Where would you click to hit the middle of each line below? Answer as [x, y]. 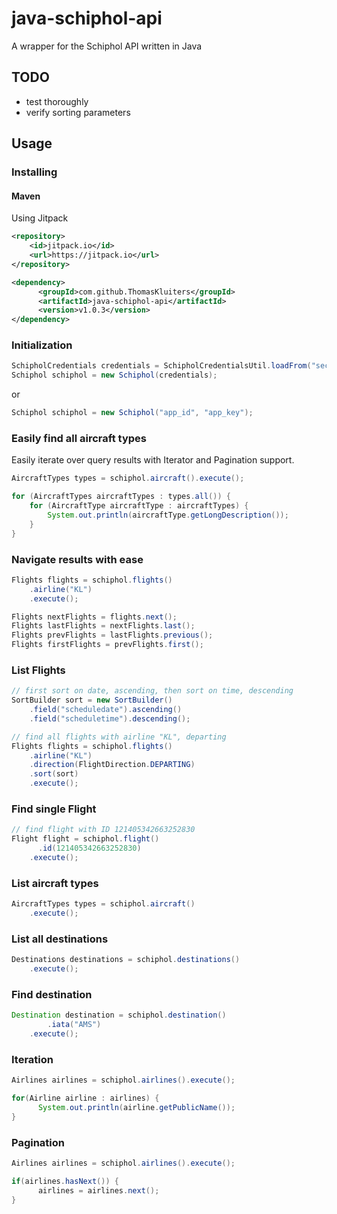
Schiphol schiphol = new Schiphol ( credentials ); [114, 375]
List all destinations [60, 939]
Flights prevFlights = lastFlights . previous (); [112, 635]
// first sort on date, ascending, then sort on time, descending [152, 691]
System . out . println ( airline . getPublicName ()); [136, 1107]
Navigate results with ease [77, 559]
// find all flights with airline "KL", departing [119, 737]
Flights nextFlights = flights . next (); [94, 617]
